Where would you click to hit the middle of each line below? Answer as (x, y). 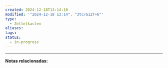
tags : (11, 33)
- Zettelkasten (25, 24)
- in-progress (24, 42)
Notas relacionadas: (27, 61)
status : (13, 38)
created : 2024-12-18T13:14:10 (37, 10)
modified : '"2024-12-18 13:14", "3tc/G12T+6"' (54, 14)
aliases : (14, 28)
